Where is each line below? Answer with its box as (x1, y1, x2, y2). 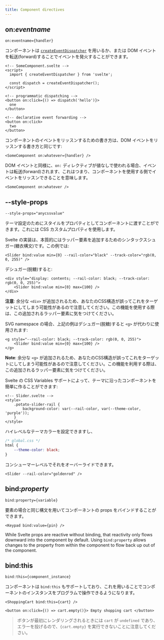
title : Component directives (5, 7, 65, 12)
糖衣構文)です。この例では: (15, 243, 70, 249)
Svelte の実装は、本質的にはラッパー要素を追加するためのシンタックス (5, 237, 148, 243)
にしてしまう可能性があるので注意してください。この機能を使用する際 (13, 304, 155, 310)
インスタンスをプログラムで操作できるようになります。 (26, 590, 138, 596)
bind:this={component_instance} (5, 575, 71, 580)
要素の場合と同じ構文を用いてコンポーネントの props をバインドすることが (5, 507, 157, 513)
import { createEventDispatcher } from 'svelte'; (9, 72, 113, 77)
